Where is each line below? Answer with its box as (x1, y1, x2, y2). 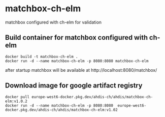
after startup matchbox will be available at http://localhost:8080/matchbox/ (5, 67, 158, 73)
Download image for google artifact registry (5, 82, 143, 90)
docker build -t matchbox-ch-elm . (5, 54, 78, 59)
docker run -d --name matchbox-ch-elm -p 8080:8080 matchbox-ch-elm (5, 58, 149, 63)
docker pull (5, 94, 30, 99)
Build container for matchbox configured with (5, 33, 148, 42)
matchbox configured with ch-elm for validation (5, 19, 102, 25)
